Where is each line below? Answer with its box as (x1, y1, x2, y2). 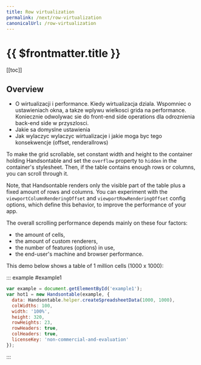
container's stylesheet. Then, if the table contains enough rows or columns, (6, 163, 196, 171)
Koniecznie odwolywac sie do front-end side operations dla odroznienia (15, 113, 196, 120)
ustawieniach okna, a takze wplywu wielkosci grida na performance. (15, 107, 186, 114)
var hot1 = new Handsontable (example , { (6, 292, 111, 298)
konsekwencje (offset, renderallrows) (15, 139, 109, 146)
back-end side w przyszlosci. (15, 120, 89, 127)
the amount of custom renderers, (15, 237, 98, 245)
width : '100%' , (12, 308, 50, 315)
